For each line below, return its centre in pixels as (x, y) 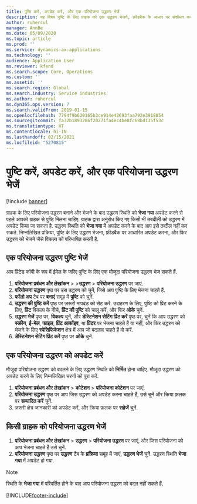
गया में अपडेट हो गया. (34, 461)
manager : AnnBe (25, 28)
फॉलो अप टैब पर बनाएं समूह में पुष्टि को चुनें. (54, 297)
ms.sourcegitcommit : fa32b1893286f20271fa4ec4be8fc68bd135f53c (85, 121)
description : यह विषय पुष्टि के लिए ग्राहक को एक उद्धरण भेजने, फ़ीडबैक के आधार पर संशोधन (95, 17)
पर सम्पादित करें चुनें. (33, 401)
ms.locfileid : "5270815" (36, 142)
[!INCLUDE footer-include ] (37, 495)
